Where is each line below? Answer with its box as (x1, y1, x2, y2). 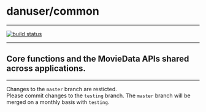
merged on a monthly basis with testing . (6, 98, 110, 105)
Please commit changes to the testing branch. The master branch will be (6, 92, 191, 99)
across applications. (6, 63, 86, 74)
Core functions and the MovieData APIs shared (6, 54, 189, 64)
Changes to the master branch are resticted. (6, 85, 118, 92)
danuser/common (6, 4, 99, 18)
